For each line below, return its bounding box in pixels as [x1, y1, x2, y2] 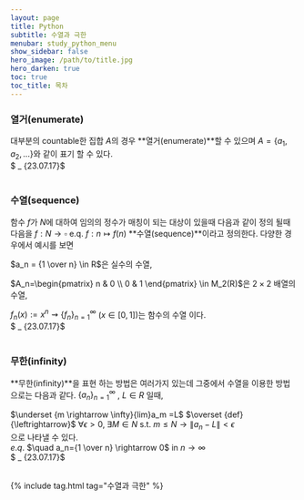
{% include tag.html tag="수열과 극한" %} [10, 480, 164, 491]
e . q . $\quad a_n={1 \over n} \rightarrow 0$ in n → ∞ [10, 442, 206, 453]
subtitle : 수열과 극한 [10, 30, 87, 39]
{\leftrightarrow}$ [10, 419, 76, 430]
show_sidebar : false [10, 47, 89, 56]
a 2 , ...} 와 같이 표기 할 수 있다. [10, 148, 113, 161]
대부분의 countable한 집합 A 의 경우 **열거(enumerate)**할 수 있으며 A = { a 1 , [10, 135, 288, 148]
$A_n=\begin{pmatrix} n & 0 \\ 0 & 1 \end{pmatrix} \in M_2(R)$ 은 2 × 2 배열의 [10, 278, 297, 289]
